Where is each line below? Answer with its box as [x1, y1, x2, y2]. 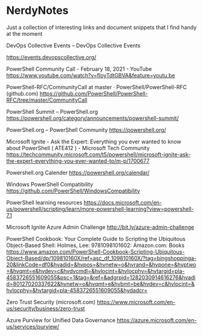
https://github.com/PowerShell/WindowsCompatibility [6, 187, 140, 194]
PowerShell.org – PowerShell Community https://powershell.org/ [6, 126, 166, 133]
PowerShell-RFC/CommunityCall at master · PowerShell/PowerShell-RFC [6, 83, 187, 91]
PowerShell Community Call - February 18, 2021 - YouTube [6, 65, 152, 73]
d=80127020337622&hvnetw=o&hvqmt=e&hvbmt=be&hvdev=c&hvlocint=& [6, 280, 195, 288]
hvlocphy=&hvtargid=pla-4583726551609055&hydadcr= [6, 286, 148, 294]
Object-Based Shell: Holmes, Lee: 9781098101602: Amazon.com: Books [6, 242, 185, 249]
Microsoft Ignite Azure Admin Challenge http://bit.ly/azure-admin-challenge [6, 223, 195, 231]
